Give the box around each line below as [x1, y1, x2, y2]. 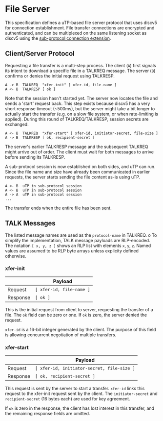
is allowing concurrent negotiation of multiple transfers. [5, 332, 117, 338]
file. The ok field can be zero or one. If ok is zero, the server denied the [5, 312, 147, 318]
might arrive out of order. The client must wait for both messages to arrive [5, 149, 154, 155]
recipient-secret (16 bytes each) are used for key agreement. [5, 396, 130, 402]
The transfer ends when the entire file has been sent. [5, 205, 112, 211]
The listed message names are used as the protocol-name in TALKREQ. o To [5, 232, 157, 238]
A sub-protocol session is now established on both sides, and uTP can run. [5, 163, 156, 170]
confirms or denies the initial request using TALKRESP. [5, 73, 115, 79]
